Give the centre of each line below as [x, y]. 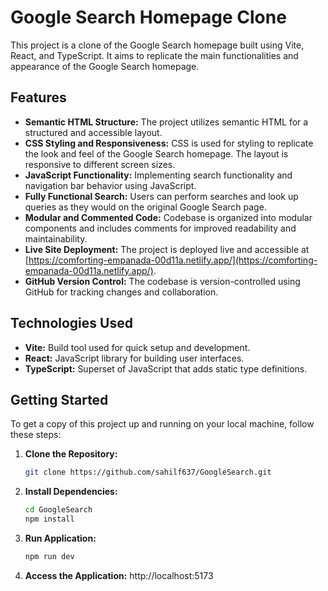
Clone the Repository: [71, 454]
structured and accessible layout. [93, 132]
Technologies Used [71, 323]
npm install [49, 519]
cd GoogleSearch [58, 510]
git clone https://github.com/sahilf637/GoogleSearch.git [148, 472]
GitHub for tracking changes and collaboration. [121, 292]
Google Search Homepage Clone [148, 17]
